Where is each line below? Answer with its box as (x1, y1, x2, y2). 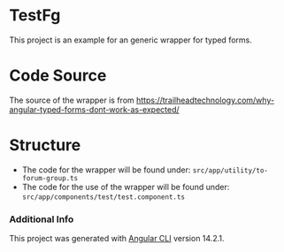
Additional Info (9, 213, 74, 225)
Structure (9, 135, 81, 156)
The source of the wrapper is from (9, 95, 134, 105)
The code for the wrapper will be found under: (21, 164, 191, 175)
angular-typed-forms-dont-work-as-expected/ (9, 103, 180, 115)
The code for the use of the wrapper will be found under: (21, 181, 230, 192)
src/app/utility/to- (192, 165, 268, 175)
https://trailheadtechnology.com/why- (135, 95, 275, 105)
